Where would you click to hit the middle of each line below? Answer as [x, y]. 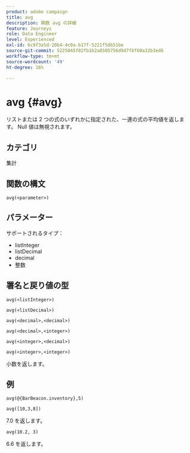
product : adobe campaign [37, 12]
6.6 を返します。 [26, 444]
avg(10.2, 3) [22, 432]
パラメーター [30, 218]
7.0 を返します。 [26, 421]
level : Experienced [30, 39]
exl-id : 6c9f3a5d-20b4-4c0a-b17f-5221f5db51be [65, 45]
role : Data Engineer [32, 34]
